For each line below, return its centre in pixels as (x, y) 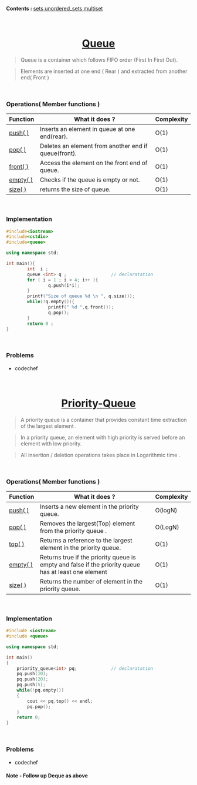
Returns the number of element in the (91, 581)
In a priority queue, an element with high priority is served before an (103, 437)
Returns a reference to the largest (86, 540)
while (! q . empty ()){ (51, 302)
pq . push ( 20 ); (33, 679)
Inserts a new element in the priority (89, 506)
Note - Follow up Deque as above (47, 776)
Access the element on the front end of (94, 163)
